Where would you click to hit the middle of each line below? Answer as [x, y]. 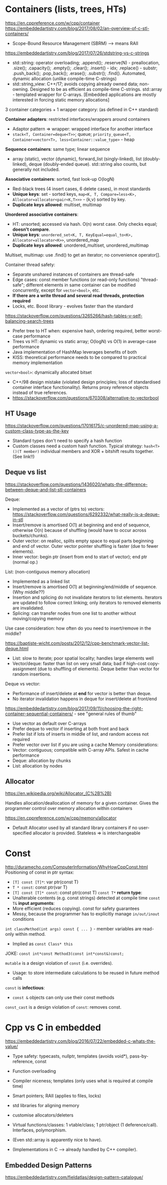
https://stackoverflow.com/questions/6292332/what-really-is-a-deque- [86, 514]
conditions [23, 919]
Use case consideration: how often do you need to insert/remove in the [78, 628]
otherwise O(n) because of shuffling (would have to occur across [79, 530]
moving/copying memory [38, 618]
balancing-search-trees [29, 321]
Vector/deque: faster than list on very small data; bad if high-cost [79, 663]
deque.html [17, 648]
